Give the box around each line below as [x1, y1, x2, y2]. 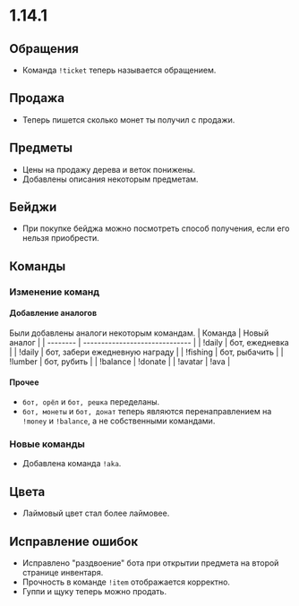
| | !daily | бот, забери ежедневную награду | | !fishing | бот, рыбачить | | [9, 346, 284, 357]
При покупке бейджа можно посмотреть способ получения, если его [21, 223, 290, 234]
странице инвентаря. [21, 568, 104, 578]
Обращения [9, 41, 79, 56]
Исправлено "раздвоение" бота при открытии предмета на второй [21, 558, 279, 568]
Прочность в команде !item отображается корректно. [21, 576, 231, 587]
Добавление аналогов [9, 308, 97, 319]
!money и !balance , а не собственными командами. [21, 415, 216, 426]
